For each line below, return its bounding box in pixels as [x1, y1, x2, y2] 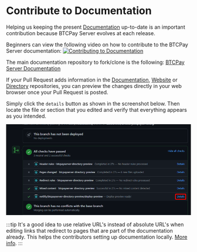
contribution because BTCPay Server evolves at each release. [6, 29, 155, 36]
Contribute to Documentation [6, 4, 152, 18]
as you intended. [6, 113, 47, 120]
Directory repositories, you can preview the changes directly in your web [6, 82, 182, 89]
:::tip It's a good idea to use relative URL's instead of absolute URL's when [6, 221, 184, 228]
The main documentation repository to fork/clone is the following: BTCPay [6, 59, 185, 66]
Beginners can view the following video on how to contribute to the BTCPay [6, 41, 189, 48]
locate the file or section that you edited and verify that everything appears [6, 106, 188, 113]
